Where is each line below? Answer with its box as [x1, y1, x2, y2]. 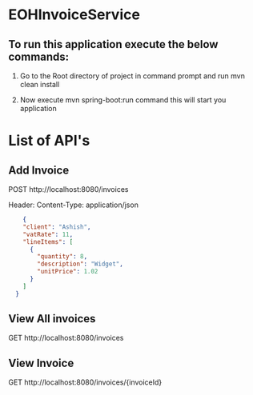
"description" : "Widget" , [37, 260, 124, 269]
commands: [8, 50, 70, 63]
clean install [19, 80, 60, 89]
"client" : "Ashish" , [22, 222, 91, 231]
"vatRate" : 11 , [22, 230, 74, 238]
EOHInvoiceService [8, 6, 140, 24]
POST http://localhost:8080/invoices [8, 185, 129, 194]
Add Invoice [8, 163, 70, 177]
